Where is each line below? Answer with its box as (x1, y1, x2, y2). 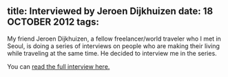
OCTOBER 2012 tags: (7, 16, 100, 28)
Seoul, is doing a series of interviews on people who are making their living (7, 41, 220, 50)
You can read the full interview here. (7, 62, 110, 71)
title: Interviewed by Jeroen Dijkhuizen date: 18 (7, 5, 214, 17)
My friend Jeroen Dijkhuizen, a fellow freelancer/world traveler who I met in (7, 34, 222, 43)
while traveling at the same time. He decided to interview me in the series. (7, 49, 217, 57)
